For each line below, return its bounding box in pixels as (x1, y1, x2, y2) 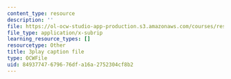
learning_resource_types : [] (7, 36, 91, 43)
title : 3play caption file (7, 49, 85, 56)
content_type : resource (7, 10, 76, 17)
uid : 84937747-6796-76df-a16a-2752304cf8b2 (7, 61, 134, 68)
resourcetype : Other (7, 42, 67, 49)
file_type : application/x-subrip (7, 29, 103, 36)
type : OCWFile (7, 55, 48, 62)
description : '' (7, 16, 54, 23)
